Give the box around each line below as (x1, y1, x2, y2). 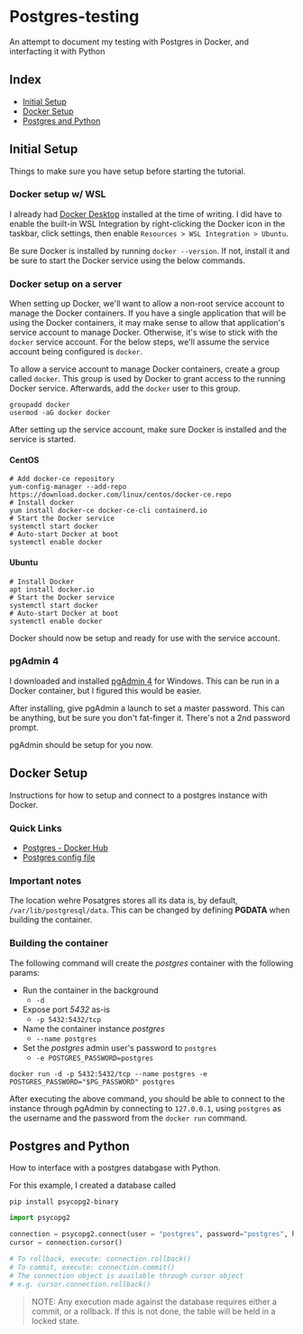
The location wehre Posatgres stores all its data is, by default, (9, 895, 238, 906)
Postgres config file (22, 852, 96, 863)
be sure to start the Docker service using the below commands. (9, 255, 246, 266)
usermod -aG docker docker (9, 409, 111, 418)
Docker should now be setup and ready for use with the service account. (9, 632, 280, 643)
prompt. (9, 722, 39, 733)
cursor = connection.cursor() (9, 1238, 124, 1247)
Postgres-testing (9, 6, 140, 27)
